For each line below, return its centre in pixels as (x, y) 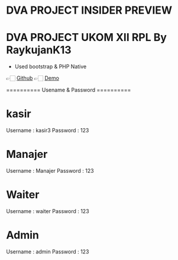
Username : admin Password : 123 (48, 251)
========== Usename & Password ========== (69, 90)
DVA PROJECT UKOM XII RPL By (87, 38)
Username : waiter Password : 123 (48, 211)
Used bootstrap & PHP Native (51, 66)
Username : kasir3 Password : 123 (48, 131)
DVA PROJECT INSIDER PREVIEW (89, 10)
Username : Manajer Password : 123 (50, 171)
